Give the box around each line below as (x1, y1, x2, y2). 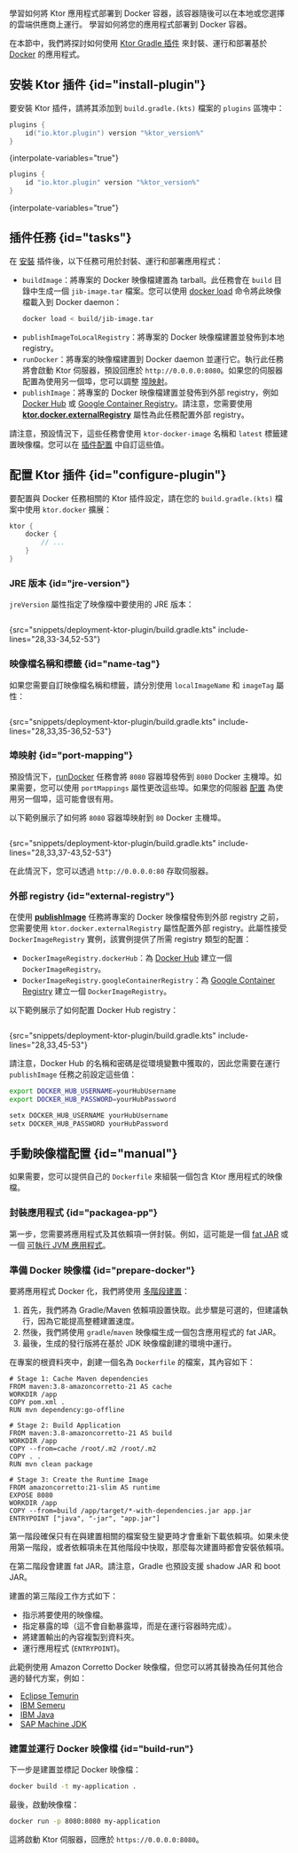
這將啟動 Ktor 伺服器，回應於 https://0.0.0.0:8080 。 (9, 1834, 204, 1845)
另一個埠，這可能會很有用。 (16, 793, 118, 804)
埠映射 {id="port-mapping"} (9, 750, 133, 762)
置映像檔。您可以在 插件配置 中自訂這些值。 (9, 439, 169, 450)
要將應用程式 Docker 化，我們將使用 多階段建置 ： (9, 1286, 191, 1297)
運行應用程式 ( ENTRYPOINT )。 (21, 1643, 125, 1653)
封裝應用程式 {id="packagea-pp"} (9, 1206, 158, 1219)
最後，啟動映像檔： (9, 1799, 80, 1810)
